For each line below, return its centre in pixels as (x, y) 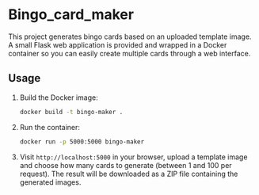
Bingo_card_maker (71, 15)
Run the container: (50, 127)
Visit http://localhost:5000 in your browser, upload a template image (133, 157)
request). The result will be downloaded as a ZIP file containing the (129, 174)
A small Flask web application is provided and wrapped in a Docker (118, 44)
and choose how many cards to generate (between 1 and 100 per (126, 165)
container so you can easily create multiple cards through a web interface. (129, 53)
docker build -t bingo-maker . (71, 112)
